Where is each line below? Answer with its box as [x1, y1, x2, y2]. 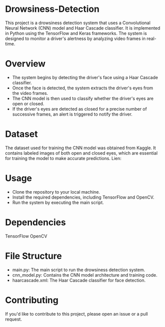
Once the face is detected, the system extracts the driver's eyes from [12, 85, 154, 91]
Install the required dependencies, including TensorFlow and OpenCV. [12, 194, 155, 200]
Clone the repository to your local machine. [12, 189, 100, 195]
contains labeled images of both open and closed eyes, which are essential [5, 150, 158, 156]
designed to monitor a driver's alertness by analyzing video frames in [5, 36, 146, 41]
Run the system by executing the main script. [12, 199, 104, 205]
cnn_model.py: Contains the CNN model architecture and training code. [12, 272, 158, 278]
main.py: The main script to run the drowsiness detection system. [12, 267, 145, 273]
